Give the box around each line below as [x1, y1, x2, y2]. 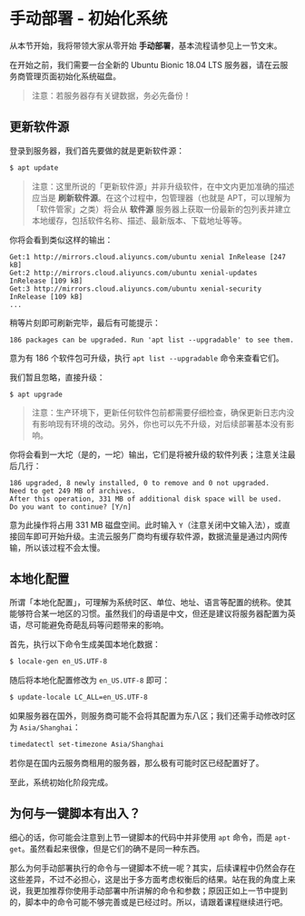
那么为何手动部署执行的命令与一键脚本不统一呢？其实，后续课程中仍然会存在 [9, 862, 296, 873]
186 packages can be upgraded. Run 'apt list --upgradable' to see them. [9, 335, 295, 344]
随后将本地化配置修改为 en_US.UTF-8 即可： [9, 674, 171, 686]
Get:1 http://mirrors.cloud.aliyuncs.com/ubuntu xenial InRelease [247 [9, 252, 286, 262]
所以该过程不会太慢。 [25, 542, 105, 553]
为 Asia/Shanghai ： [9, 722, 82, 732]
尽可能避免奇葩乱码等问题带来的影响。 [25, 620, 169, 631]
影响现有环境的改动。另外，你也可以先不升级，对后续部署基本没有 [39, 418, 287, 429]
